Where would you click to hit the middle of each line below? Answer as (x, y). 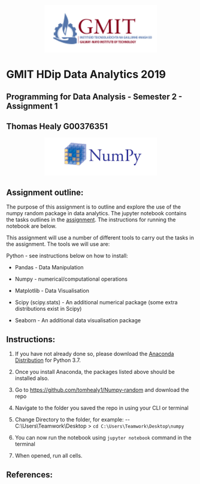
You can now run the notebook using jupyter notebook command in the (103, 438)
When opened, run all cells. (49, 456)
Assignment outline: (45, 192)
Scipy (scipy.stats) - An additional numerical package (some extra (96, 302)
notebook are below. (31, 226)
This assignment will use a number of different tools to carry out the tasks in (100, 238)
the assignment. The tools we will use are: (58, 244)
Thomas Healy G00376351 (57, 126)
